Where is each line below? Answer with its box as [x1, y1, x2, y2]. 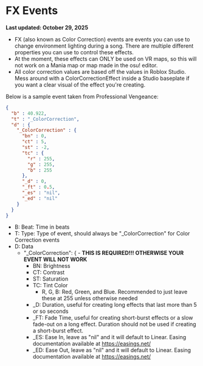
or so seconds [32, 307, 69, 315]
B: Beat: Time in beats [14, 223, 70, 231]
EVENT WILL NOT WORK [23, 256, 88, 263]
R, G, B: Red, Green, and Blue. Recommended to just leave [41, 288, 188, 296]
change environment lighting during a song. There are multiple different [14, 42, 194, 49]
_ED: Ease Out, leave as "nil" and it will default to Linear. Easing [32, 346, 191, 354]
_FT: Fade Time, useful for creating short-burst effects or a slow [32, 314, 193, 321]
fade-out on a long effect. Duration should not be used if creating [32, 321, 196, 328]
